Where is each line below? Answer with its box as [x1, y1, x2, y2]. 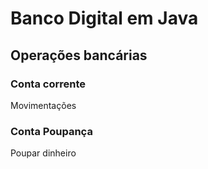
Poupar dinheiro [10, 147, 77, 159]
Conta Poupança [10, 124, 93, 138]
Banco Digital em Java [10, 7, 199, 30]
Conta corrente [10, 77, 86, 91]
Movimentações [10, 99, 77, 111]
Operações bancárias [10, 47, 148, 64]
